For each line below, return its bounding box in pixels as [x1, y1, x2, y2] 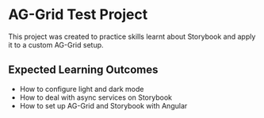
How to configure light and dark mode [19, 84, 144, 93]
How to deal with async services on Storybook [19, 93, 173, 102]
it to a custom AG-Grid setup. [8, 40, 105, 49]
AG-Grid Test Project [8, 6, 148, 24]
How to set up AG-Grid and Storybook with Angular [19, 101, 188, 110]
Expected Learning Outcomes [8, 63, 159, 77]
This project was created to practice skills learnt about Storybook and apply [8, 32, 256, 41]
